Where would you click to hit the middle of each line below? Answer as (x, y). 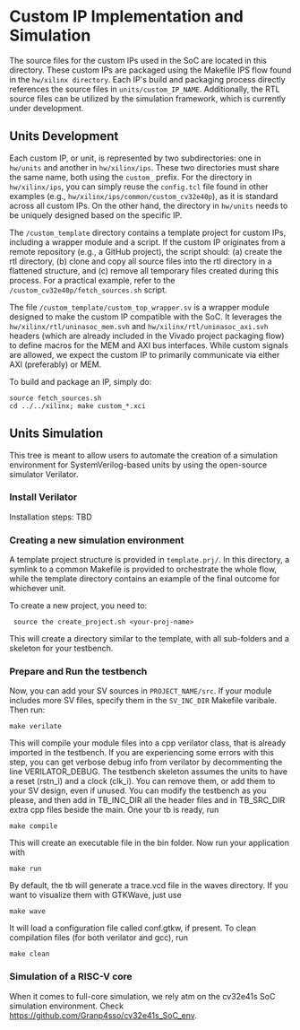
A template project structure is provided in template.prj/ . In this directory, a (150, 560)
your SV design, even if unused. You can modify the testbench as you (138, 790)
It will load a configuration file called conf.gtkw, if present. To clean (133, 928)
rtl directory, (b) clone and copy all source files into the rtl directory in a (141, 261)
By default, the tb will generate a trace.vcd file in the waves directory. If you (149, 886)
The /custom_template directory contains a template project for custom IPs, (148, 232)
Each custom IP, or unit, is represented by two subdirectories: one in (135, 158)
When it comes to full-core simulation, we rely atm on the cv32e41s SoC (142, 996)
